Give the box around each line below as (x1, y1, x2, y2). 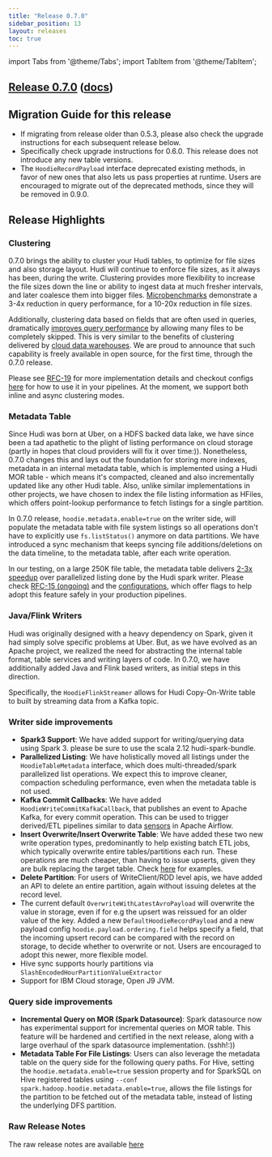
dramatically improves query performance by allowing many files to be (8, 324, 244, 333)
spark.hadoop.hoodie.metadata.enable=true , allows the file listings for (19, 1083, 253, 1093)
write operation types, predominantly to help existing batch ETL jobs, (19, 838, 251, 848)
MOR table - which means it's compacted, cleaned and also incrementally (8, 472, 255, 482)
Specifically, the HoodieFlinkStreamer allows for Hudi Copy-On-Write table (8, 687, 256, 697)
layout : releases (8, 27, 67, 35)
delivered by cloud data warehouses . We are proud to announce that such (8, 341, 256, 350)
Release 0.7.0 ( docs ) (8, 80, 113, 94)
